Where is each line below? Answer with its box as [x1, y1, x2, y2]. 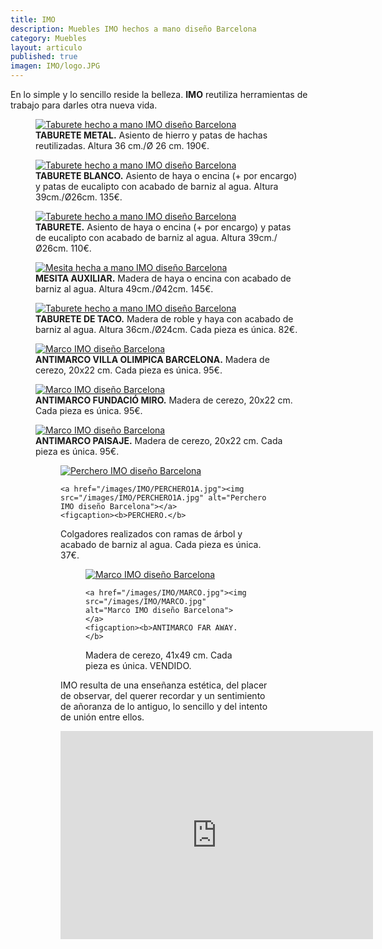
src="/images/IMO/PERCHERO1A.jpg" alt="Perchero [60, 493, 267, 503]
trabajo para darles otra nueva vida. [10, 99, 158, 111]
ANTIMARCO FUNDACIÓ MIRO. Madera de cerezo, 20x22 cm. [35, 394, 293, 406]
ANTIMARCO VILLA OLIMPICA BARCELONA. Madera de [35, 354, 270, 365]
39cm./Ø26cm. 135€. [35, 191, 123, 203]
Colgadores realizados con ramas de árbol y [60, 528, 243, 540]
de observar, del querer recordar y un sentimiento [60, 690, 266, 701]
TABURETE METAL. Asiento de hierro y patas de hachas [35, 129, 268, 141]
